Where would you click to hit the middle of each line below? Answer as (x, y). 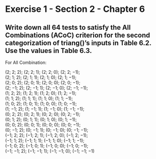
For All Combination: (26, 62)
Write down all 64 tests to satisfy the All (68, 27)
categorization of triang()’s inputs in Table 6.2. (78, 43)
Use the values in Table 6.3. (49, 51)
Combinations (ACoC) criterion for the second (78, 35)
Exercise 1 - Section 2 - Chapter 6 (75, 9)
